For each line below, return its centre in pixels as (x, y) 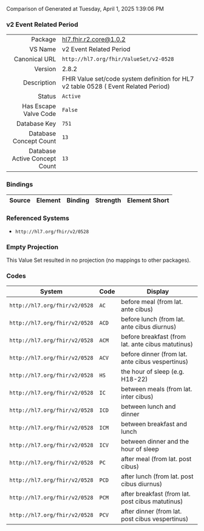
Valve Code (40, 114)
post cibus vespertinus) (155, 519)
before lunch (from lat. (153, 320)
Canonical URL (35, 59)
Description (40, 83)
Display (158, 292)
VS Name (43, 49)
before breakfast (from (154, 337)
